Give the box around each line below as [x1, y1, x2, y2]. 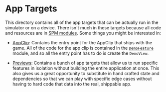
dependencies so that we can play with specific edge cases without [12, 76, 152, 82]
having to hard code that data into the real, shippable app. [12, 81, 132, 87]
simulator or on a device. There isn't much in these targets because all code [5, 24, 161, 30]
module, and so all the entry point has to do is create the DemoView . [12, 50, 149, 56]
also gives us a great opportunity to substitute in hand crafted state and [12, 70, 160, 76]
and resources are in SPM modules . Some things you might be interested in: [5, 30, 161, 36]
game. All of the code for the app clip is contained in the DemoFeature [12, 45, 154, 51]
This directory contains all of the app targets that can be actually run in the [5, 19, 159, 25]
